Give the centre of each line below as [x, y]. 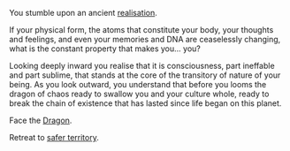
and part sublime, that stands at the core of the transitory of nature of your [145, 75]
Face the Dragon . [41, 120]
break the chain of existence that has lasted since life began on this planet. [145, 103]
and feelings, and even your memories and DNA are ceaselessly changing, [145, 39]
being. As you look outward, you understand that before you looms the [138, 84]
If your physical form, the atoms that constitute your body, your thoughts [141, 30]
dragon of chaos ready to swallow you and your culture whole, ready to [139, 94]
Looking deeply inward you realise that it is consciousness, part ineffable [142, 66]
